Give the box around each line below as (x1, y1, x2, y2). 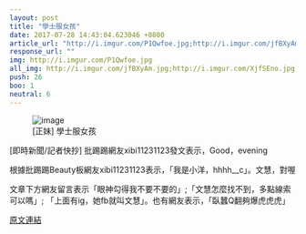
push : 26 (9, 73, 43, 82)
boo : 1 (9, 81, 35, 90)
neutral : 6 (9, 89, 51, 98)
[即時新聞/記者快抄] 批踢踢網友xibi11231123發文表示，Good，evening (9, 145, 269, 156)
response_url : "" (9, 47, 76, 56)
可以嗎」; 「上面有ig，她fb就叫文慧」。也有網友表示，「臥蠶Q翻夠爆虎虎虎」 (9, 195, 291, 206)
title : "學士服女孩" (9, 22, 80, 31)
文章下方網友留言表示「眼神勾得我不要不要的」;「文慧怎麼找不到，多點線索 (9, 183, 291, 194)
